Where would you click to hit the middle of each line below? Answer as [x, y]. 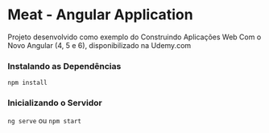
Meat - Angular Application [101, 15]
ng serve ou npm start [45, 120]
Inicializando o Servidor [55, 103]
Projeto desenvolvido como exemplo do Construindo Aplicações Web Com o [134, 37]
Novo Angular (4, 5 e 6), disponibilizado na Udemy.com [99, 45]
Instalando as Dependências [64, 66]
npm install [27, 83]
